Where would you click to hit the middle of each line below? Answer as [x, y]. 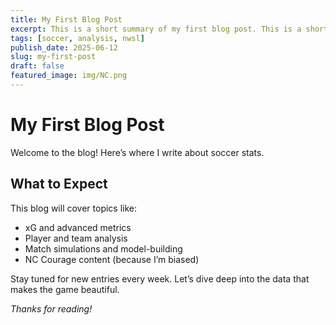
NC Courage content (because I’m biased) [112, 259]
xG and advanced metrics [78, 227]
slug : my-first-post [53, 57]
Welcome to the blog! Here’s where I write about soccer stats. [137, 152]
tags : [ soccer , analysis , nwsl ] [77, 38]
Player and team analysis [76, 238]
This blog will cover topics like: [74, 208]
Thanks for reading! [51, 308]
